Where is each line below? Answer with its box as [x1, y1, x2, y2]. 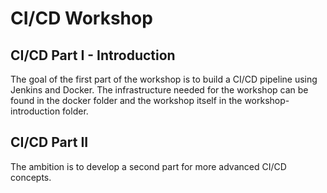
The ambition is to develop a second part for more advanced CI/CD [10, 160, 287, 172]
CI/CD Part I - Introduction [10, 47, 176, 64]
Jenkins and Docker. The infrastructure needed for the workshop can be [10, 84, 309, 96]
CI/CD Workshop [10, 7, 153, 30]
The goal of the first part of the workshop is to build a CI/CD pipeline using [10, 73, 318, 85]
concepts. [10, 171, 52, 183]
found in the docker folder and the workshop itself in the [10, 95, 243, 106]
